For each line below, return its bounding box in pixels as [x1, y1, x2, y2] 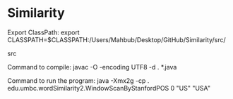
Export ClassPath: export [7, 28, 80, 37]
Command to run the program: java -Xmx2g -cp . [7, 76, 150, 85]
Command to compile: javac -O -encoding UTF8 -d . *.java [7, 62, 177, 71]
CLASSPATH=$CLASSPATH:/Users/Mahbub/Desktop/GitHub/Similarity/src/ [7, 35, 226, 44]
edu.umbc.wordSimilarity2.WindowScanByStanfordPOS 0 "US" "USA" [7, 84, 210, 92]
